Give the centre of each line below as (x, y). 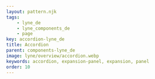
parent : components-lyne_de (41, 50)
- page (25, 34)
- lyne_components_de (43, 28)
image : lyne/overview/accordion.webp (53, 56)
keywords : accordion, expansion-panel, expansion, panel (78, 61)
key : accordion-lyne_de (35, 39)
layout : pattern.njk (32, 12)
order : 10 (18, 67)
